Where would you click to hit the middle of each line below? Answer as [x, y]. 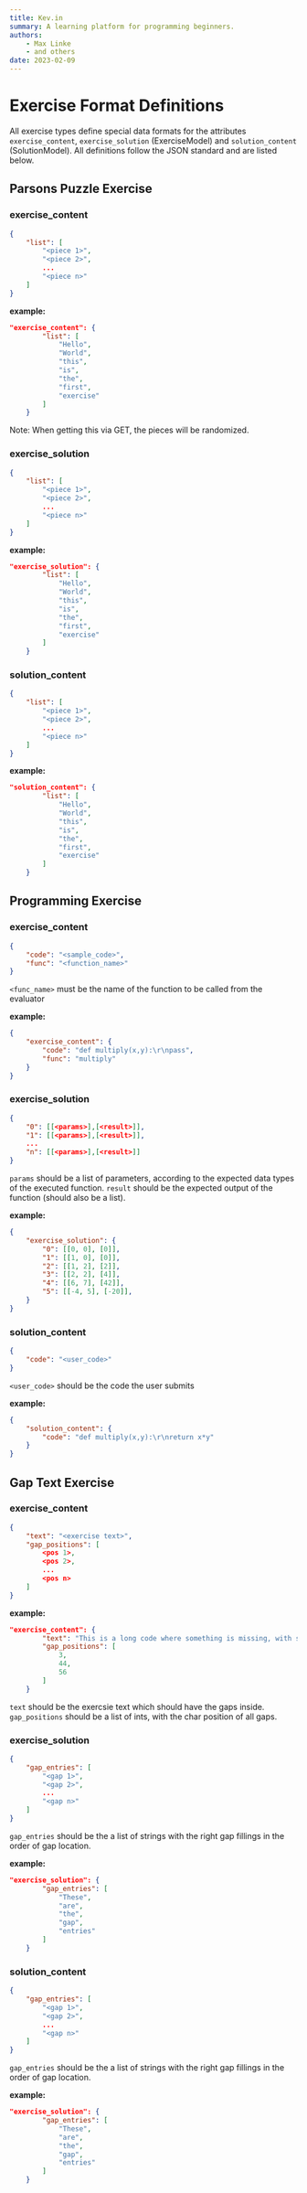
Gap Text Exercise [62, 1482]
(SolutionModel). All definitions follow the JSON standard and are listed [143, 150]
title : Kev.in [37, 18]
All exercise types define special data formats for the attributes [128, 131]
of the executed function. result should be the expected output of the [141, 1188]
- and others [51, 52]
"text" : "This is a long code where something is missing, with [167, 1638]
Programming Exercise [75, 901]
